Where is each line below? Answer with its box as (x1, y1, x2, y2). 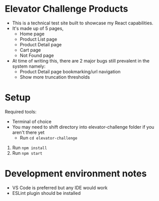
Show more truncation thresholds (19, 74, 90, 80)
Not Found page (19, 52, 54, 59)
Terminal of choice (12, 118, 52, 125)
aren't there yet (12, 129, 45, 135)
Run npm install (12, 145, 47, 151)
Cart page (19, 47, 41, 53)
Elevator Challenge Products (5, 3, 128, 15)
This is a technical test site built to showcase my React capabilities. (12, 20, 153, 26)
